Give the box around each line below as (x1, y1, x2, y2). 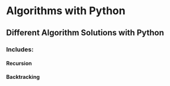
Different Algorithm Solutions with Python (6, 28, 165, 38)
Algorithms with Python (6, 4, 126, 18)
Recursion (6, 60, 32, 67)
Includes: (6, 45, 34, 54)
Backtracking (6, 73, 40, 80)
